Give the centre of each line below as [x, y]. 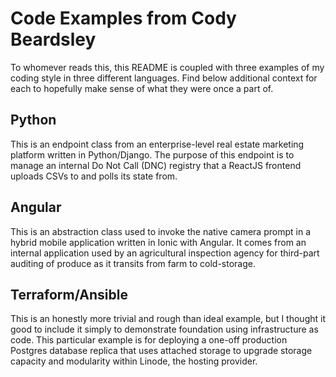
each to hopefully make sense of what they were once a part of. [142, 88]
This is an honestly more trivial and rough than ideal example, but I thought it [168, 319]
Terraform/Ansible [69, 294]
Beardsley [53, 39]
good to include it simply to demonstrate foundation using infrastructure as [164, 329]
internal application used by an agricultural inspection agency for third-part [165, 253]
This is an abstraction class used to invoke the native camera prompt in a [160, 231]
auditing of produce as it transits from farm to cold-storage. [133, 263]
